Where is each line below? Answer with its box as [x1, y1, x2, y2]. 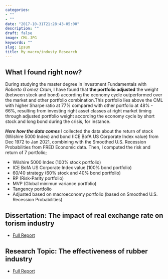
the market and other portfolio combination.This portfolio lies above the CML [5, 97, 163, 103]
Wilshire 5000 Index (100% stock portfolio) [12, 159, 101, 166]
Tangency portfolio [12, 186, 52, 192]
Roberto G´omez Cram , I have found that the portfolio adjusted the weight [5, 86, 159, 93]
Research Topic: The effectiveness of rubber [5, 247, 148, 255]
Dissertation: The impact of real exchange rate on [5, 211, 163, 220]
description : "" [5, 26, 39, 31]
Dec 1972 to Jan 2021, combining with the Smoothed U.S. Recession [5, 139, 146, 145]
